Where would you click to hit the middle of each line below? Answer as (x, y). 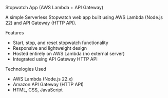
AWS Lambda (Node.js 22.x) (43, 79)
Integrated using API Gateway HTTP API (55, 59)
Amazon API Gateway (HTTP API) (48, 84)
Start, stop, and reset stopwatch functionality (61, 43)
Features (15, 33)
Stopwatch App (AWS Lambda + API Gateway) (54, 7)
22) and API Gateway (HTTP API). (41, 23)
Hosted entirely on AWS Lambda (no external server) (69, 54)
